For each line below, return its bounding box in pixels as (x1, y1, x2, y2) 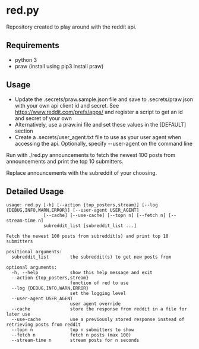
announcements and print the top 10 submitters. (6, 158, 124, 165)
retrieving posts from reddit (6, 322, 81, 328)
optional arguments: (6, 265, 58, 271)
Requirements (6, 40, 59, 51)
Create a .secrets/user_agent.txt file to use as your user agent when (14, 133, 182, 140)
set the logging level (70, 291, 127, 297)
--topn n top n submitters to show (11, 327, 134, 333)
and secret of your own (14, 114, 72, 122)
